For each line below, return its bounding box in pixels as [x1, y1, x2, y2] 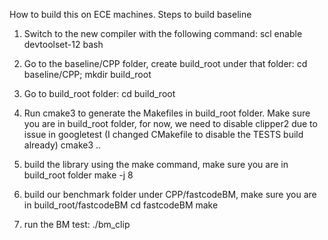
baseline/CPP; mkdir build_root [23, 69, 152, 80]
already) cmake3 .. [23, 139, 102, 151]
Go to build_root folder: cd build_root [23, 88, 176, 99]
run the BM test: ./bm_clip [23, 219, 131, 230]
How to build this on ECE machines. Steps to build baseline [9, 9, 252, 20]
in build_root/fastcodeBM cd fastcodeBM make [23, 199, 219, 211]
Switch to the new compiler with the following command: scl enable [23, 28, 303, 39]
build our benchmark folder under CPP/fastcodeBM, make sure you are [23, 189, 317, 200]
